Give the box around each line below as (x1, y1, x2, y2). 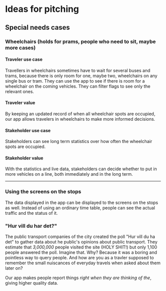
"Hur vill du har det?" (5, 222, 57, 229)
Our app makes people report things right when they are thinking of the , (5, 275, 152, 281)
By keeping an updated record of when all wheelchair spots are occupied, (5, 110, 156, 117)
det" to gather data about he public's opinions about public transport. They (5, 239, 158, 244)
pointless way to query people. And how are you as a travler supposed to (5, 254, 154, 260)
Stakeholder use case (5, 127, 51, 133)
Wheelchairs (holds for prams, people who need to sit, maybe (5, 38, 156, 45)
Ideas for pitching (5, 3, 79, 15)
